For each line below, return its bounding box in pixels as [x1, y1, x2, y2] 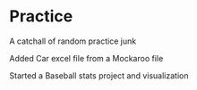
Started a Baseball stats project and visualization [9, 70, 189, 81]
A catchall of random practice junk [9, 36, 137, 46]
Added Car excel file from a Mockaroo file [9, 53, 164, 63]
